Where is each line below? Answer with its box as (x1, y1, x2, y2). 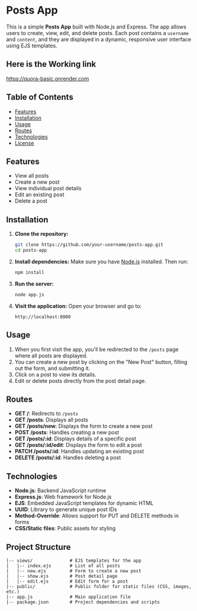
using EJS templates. (6, 42, 57, 49)
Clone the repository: (14, 231, 69, 238)
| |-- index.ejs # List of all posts (6, 562, 120, 569)
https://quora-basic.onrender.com (6, 75, 89, 82)
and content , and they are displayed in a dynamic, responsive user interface (6, 36, 191, 43)
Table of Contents (6, 92, 74, 103)
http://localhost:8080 (14, 314, 71, 320)
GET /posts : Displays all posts (14, 416, 89, 424)
